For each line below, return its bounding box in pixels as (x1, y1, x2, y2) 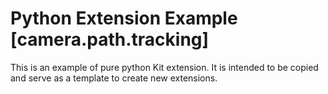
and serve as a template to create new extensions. (10, 72, 218, 84)
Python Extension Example (10, 7, 238, 30)
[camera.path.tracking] (10, 28, 210, 51)
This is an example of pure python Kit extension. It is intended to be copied (10, 61, 319, 73)
